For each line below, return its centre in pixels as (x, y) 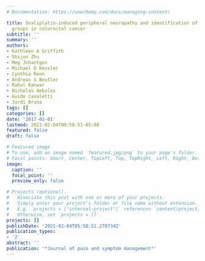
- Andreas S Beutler (33, 80)
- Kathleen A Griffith (35, 51)
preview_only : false (38, 181)
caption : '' (27, 170)
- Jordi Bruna (24, 102)
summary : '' (21, 40)
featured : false (27, 130)
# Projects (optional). (37, 192)
